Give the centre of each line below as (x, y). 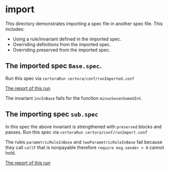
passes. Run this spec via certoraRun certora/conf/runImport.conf (76, 132)
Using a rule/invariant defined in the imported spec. (67, 39)
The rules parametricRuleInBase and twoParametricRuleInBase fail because (84, 142)
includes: (15, 29)
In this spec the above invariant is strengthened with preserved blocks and (84, 126)
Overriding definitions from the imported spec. (62, 44)
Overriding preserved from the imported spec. (61, 50)
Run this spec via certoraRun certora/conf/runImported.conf (70, 78)
